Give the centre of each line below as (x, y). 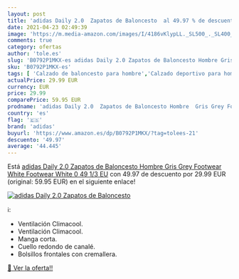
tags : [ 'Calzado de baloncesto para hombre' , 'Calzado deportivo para (114, 73)
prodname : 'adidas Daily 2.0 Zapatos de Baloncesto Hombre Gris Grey (116, 107)
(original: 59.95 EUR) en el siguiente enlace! (71, 181)
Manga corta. (37, 239)
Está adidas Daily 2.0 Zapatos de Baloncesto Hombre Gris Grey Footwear (115, 167)
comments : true (30, 41)
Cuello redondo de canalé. (57, 247)
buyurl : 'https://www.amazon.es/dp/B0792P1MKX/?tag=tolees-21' (103, 133)
